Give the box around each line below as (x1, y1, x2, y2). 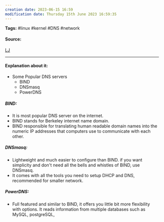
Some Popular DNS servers (12, 74, 67, 80)
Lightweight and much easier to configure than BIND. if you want (12, 157, 143, 162)
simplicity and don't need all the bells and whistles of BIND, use (12, 162, 140, 168)
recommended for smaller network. (12, 178, 83, 183)
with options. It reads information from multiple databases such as (12, 206, 145, 212)
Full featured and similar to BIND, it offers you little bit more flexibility (12, 201, 150, 207)
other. (12, 133, 24, 139)
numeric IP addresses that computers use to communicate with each (12, 128, 151, 134)
